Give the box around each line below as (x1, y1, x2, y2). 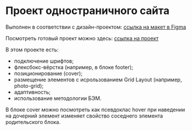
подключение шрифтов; (13, 57, 74, 64)
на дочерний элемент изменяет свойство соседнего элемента (5, 112, 163, 119)
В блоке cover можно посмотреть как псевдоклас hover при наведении (5, 106, 186, 113)
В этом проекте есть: (5, 46, 59, 53)
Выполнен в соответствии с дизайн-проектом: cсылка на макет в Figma (5, 23, 187, 30)
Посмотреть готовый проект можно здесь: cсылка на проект (5, 35, 159, 42)
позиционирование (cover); (13, 70, 83, 77)
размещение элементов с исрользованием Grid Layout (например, (13, 76, 182, 83)
